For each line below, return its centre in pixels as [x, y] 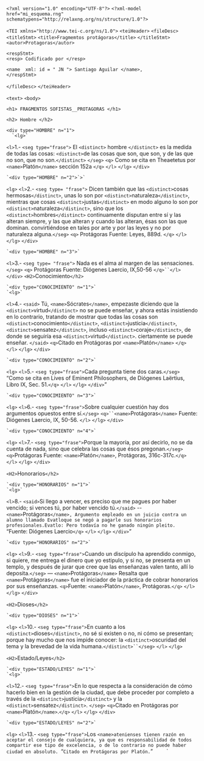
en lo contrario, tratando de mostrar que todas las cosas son [82, 317]
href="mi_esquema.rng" [35, 14]
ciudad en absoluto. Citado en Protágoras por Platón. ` [87, 751]
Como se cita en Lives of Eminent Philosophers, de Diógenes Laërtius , [97, 378]
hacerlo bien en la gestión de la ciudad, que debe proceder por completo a [100, 692]
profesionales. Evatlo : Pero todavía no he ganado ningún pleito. [91, 525]
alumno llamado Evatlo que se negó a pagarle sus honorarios [84, 520]
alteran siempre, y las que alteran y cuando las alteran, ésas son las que [97, 221]
